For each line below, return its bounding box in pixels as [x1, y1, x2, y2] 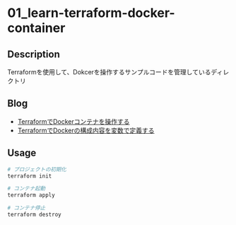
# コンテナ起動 [7, 185, 46, 192]
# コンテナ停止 [7, 204, 46, 212]
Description [7, 48, 60, 60]
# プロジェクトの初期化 [7, 166, 67, 173]
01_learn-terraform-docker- [7, 5, 175, 21]
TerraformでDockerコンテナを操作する [17, 117, 130, 125]
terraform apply [7, 192, 55, 199]
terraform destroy [7, 211, 61, 218]
